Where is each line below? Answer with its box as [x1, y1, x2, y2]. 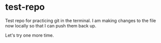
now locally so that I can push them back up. [5, 22, 97, 28]
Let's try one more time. [5, 32, 54, 38]
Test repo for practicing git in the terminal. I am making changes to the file [5, 18, 156, 23]
